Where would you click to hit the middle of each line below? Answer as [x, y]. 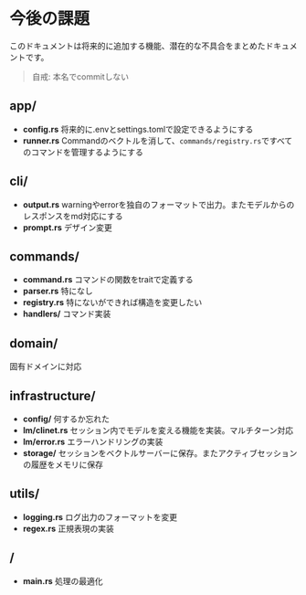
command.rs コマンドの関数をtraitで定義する [108, 280]
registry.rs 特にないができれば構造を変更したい [112, 303]
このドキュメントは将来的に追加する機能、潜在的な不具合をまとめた [137, 46]
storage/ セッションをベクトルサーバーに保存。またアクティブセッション [160, 453]
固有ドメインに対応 [46, 367]
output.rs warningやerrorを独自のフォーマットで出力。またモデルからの [158, 204]
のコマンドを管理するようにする [83, 152]
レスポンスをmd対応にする [73, 216]
